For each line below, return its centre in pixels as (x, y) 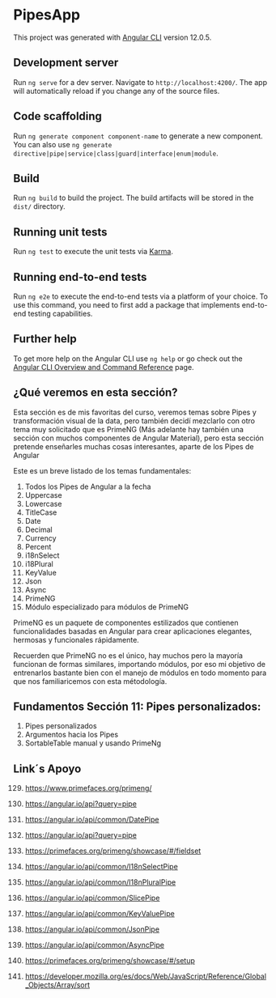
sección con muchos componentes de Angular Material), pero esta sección (138, 438)
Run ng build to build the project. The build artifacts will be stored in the (134, 198)
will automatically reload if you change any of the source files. (117, 91)
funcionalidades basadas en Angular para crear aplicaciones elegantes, (133, 631)
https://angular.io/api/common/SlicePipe (92, 898)
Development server (66, 63)
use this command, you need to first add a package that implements (127, 305)
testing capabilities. (60, 314)
